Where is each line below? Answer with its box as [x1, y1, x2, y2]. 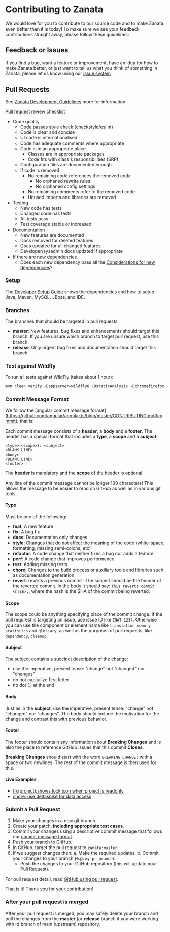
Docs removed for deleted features [20, 237, 94, 243]
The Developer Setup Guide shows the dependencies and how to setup [5, 289, 155, 295]
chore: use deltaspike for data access [12, 793, 92, 799]
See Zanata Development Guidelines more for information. [5, 98, 127, 105]
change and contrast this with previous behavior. [5, 716, 108, 722]
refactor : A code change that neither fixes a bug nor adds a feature [12, 550, 154, 556]
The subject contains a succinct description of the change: [5, 656, 128, 662]
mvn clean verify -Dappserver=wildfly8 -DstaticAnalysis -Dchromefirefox [5, 384, 165, 389]
